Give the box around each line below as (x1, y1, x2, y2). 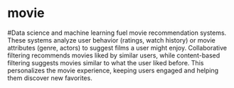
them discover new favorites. (7, 73, 92, 82)
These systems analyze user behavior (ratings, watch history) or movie (7, 35, 216, 44)
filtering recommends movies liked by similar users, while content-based (7, 51, 220, 60)
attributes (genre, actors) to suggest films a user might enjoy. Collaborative (7, 43, 228, 52)
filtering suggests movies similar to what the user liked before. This (7, 58, 204, 67)
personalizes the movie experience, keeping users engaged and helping (7, 66, 219, 75)
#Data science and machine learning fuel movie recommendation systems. (7, 28, 227, 37)
